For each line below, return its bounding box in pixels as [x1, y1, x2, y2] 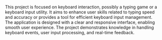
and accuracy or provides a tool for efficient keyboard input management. [5, 14, 153, 20]
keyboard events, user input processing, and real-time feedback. [5, 30, 135, 35]
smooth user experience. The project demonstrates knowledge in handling [5, 25, 154, 30]
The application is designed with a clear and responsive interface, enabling [5, 19, 155, 25]
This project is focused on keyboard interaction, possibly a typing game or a [5, 4, 158, 10]
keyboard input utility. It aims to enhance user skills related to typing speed [5, 9, 155, 15]
